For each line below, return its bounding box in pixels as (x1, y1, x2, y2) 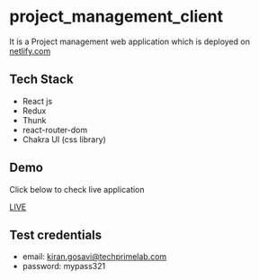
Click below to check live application (9, 184, 146, 194)
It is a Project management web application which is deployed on (9, 36, 250, 47)
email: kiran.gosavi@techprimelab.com (22, 251, 167, 262)
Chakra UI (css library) (22, 133, 106, 145)
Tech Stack (9, 72, 74, 87)
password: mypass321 (22, 261, 106, 272)
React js (22, 95, 53, 106)
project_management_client (9, 6, 223, 27)
